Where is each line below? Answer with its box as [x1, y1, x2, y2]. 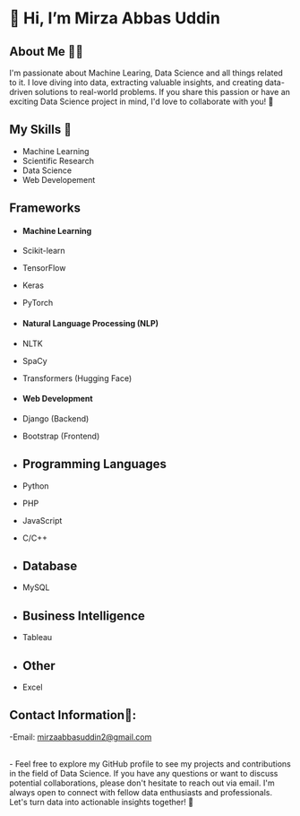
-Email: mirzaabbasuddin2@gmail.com [9, 731, 152, 742]
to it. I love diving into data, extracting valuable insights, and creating [9, 77, 263, 88]
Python [21, 480, 49, 491]
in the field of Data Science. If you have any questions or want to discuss [9, 768, 279, 778]
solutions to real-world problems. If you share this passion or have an [34, 87, 291, 97]
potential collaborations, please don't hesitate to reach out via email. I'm [9, 777, 275, 788]
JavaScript [21, 515, 63, 525]
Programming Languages [21, 456, 167, 472]
